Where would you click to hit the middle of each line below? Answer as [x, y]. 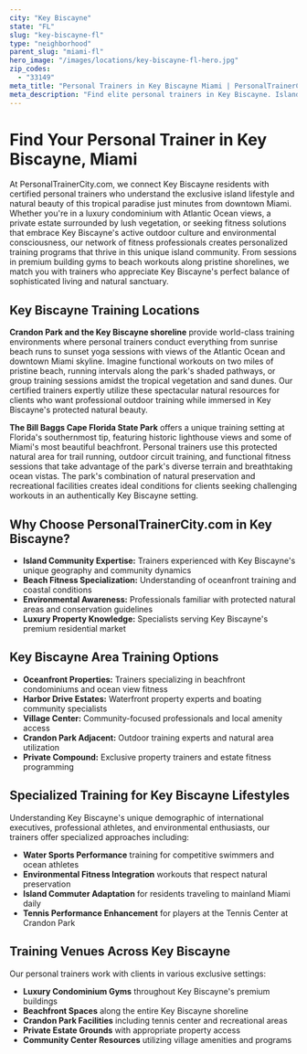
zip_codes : [30, 69]
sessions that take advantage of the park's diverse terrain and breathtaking [151, 466]
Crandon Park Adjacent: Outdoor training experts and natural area [148, 738]
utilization [41, 747]
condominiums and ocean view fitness [95, 689]
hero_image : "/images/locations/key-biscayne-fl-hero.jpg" [124, 60]
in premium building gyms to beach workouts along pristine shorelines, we [149, 262]
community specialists [65, 708]
